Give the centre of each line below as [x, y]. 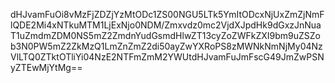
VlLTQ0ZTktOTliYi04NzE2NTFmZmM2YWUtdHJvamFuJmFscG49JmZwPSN [167, 57]
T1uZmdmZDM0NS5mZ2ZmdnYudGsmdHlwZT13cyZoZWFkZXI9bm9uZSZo [165, 35]
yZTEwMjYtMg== [46, 67]
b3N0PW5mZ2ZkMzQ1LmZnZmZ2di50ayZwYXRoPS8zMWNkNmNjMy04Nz [166, 46]
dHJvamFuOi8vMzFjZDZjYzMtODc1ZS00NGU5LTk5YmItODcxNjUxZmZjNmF [167, 14]
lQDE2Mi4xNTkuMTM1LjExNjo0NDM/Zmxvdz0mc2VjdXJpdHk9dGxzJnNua [166, 25]
